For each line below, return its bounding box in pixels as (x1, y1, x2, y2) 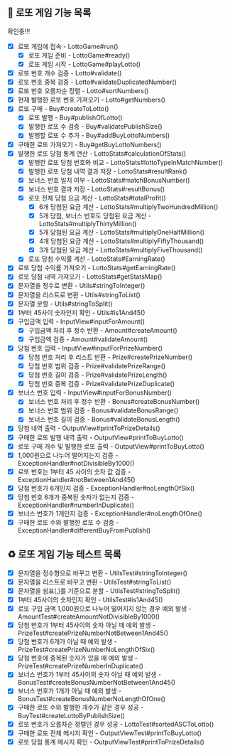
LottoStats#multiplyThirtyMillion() (38, 220, 137, 228)
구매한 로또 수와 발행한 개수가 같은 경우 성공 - (17, 703, 144, 712)
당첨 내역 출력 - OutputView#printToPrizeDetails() (17, 424, 161, 432)
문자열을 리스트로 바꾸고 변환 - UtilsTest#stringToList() (17, 577, 172, 586)
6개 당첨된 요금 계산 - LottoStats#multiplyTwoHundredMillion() (38, 202, 219, 211)
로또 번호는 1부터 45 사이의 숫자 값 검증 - (17, 467, 131, 476)
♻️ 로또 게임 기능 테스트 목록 (7, 548, 122, 560)
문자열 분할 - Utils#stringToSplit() (17, 299, 113, 308)
